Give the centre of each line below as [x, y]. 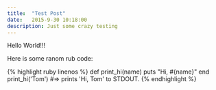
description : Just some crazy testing [62, 26]
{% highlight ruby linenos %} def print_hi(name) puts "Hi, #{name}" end [108, 72]
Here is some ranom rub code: [50, 59]
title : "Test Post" [37, 13]
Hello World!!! [26, 46]
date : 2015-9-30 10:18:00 [47, 20]
